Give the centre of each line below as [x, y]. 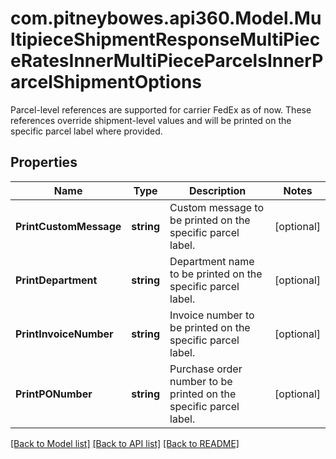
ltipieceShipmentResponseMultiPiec [165, 39]
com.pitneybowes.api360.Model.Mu [166, 18]
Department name [212, 261]
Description [217, 190]
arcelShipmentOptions [106, 82]
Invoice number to [212, 315]
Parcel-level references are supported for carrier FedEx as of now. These [161, 109]
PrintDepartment [56, 280]
